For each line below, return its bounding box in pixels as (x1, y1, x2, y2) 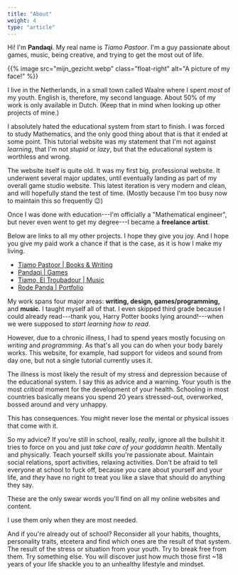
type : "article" (7, 23, 55, 31)
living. (7, 247, 25, 255)
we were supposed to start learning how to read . (7, 320, 151, 328)
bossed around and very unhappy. (7, 400, 108, 409)
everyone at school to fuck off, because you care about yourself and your (7, 465, 223, 474)
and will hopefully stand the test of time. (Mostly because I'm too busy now (7, 189, 227, 198)
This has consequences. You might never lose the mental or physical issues (7, 414, 229, 423)
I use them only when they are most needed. (7, 516, 138, 524)
